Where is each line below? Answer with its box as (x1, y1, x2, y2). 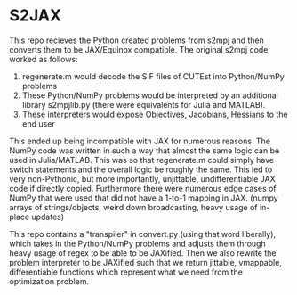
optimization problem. (9, 275, 90, 286)
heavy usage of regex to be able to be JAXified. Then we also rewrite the (9, 247, 277, 258)
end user (21, 118, 55, 129)
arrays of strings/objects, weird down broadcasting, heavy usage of (9, 201, 258, 212)
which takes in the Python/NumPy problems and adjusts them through (9, 238, 266, 249)
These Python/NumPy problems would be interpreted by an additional (21, 90, 278, 101)
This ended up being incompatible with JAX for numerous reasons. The (9, 135, 271, 146)
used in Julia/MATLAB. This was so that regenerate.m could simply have (9, 154, 274, 165)
